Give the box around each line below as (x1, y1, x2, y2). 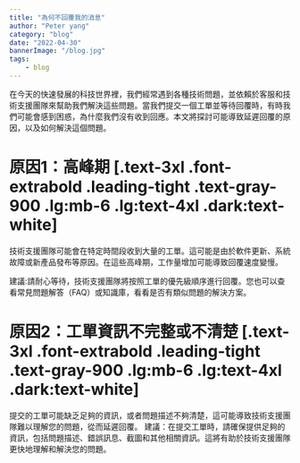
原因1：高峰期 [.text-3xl (9, 158, 185, 177)
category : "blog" (9, 30, 74, 39)
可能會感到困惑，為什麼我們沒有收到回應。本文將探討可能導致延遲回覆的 (16, 111, 283, 122)
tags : (9, 55, 29, 64)
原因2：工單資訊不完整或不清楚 (9, 322, 238, 341)
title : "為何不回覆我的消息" (9, 13, 105, 22)
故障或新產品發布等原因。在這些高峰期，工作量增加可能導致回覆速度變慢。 (9, 256, 283, 267)
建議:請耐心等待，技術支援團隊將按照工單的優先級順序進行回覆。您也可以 (9, 275, 279, 287)
